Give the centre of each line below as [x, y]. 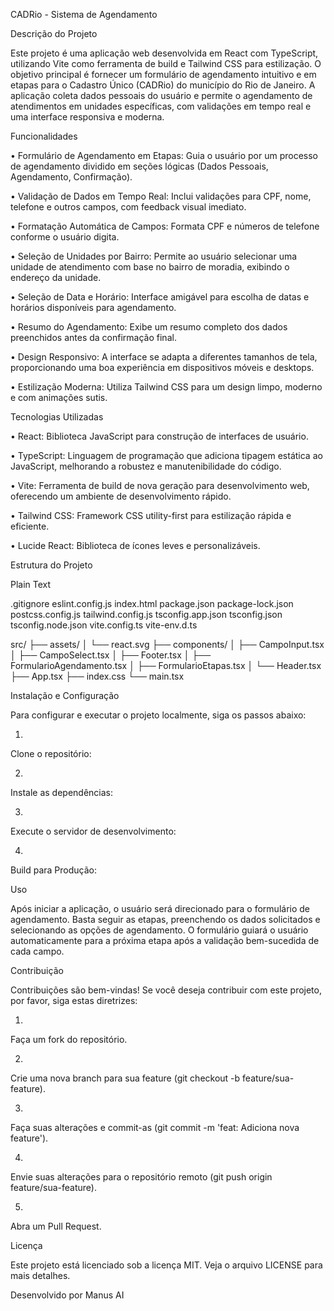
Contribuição [37, 970]
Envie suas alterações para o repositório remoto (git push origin [141, 1177]
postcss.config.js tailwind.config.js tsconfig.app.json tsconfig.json [146, 614]
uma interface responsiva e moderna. [87, 117]
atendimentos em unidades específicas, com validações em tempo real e [161, 106]
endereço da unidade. [56, 277]
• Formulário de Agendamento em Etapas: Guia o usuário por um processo [164, 155]
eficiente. [30, 526]
